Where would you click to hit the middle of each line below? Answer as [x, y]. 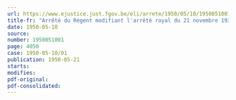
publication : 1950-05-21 [44, 60]
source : [19, 33]
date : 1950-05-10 [33, 27]
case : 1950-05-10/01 [38, 54]
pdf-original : [28, 79]
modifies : [22, 73]
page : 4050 [23, 46]
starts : [19, 66]
